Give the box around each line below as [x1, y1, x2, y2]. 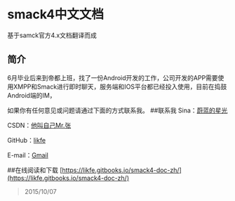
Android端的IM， [7, 91, 56, 99]
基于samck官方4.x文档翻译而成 [7, 31, 97, 39]
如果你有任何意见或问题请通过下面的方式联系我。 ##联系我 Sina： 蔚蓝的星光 [7, 106, 228, 115]
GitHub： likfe [7, 136, 46, 144]
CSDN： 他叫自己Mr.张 [7, 121, 72, 129]
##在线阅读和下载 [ [7, 166, 62, 174]
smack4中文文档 [7, 6, 104, 22]
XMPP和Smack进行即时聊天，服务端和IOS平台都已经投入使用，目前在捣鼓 [13, 82, 227, 91]
